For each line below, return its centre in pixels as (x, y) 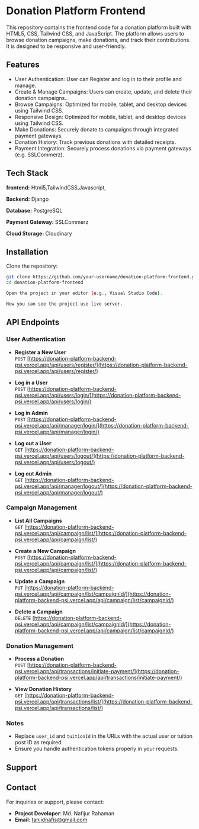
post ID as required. (39, 743)
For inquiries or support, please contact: (55, 802)
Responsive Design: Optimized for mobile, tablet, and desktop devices (100, 117)
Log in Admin (31, 413)
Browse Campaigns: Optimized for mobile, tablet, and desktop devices (101, 104)
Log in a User (31, 383)
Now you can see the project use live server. (65, 304)
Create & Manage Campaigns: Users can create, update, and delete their (103, 91)
